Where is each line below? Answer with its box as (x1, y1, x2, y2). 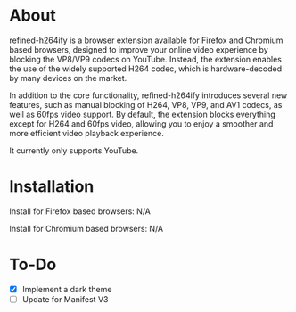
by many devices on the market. (9, 72, 127, 83)
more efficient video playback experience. (9, 127, 165, 138)
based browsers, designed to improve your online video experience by (9, 44, 269, 54)
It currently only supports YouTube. (9, 144, 139, 156)
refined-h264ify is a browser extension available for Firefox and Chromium (9, 35, 284, 45)
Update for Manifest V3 (21, 293, 109, 304)
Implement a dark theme (21, 283, 112, 294)
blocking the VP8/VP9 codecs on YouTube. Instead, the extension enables (9, 53, 283, 64)
